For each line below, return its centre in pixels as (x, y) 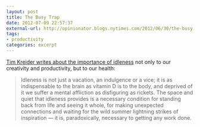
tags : (13, 34)
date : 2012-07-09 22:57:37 (40, 23)
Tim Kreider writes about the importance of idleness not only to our (89, 62)
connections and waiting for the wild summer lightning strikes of (99, 111)
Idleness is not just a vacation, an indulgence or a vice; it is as (96, 80)
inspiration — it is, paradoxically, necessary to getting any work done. (106, 117)
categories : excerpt (32, 45)
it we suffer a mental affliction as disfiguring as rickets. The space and (107, 92)
